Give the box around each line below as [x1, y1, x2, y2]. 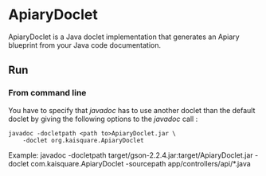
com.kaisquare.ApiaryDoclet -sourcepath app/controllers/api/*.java [30, 158, 251, 168]
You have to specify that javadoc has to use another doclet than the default [8, 105, 256, 115]
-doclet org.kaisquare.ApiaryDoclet [22, 136, 145, 144]
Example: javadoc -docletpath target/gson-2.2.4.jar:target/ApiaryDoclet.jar [8, 150, 253, 160]
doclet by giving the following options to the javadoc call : [8, 114, 198, 123]
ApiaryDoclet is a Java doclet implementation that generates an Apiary [8, 32, 241, 41]
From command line [8, 88, 87, 99]
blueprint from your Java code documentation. [8, 40, 162, 49]
